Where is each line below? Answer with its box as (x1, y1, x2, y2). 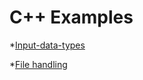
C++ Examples (9, 6, 134, 29)
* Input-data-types (9, 39, 86, 51)
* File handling (9, 58, 68, 70)
